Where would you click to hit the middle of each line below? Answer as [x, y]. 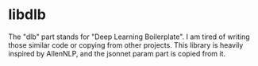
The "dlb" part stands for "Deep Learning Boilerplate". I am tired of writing [129, 37]
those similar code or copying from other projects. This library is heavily [126, 45]
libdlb [27, 15]
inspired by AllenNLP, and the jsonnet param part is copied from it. [117, 53]
